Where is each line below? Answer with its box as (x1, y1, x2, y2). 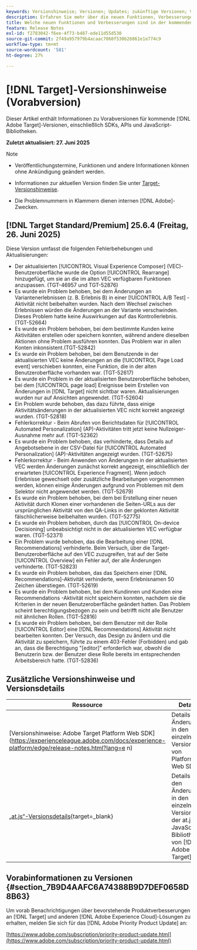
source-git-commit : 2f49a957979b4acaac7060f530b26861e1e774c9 (6, 36, 161, 42)
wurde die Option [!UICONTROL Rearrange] (64, 269, 169, 276)
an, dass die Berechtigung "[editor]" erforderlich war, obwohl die (14, 644, 171, 651)
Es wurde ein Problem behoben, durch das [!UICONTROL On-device (14, 519, 180, 527)
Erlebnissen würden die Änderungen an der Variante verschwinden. (14, 307, 179, 314)
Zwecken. (14, 203, 39, 210)
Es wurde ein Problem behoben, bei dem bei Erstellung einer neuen (14, 494, 178, 501)
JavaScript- (143, 121, 172, 128)
